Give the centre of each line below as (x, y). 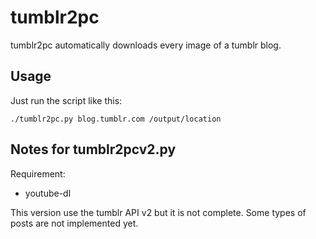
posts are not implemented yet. (74, 223)
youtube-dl (48, 193)
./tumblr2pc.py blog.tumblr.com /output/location (116, 119)
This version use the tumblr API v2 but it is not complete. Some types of (158, 212)
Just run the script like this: (66, 100)
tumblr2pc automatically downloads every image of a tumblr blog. (146, 45)
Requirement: (38, 173)
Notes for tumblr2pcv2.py (93, 149)
